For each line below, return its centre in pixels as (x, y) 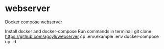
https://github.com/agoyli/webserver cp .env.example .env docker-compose (82, 36)
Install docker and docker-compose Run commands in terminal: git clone (78, 31)
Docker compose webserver (34, 22)
